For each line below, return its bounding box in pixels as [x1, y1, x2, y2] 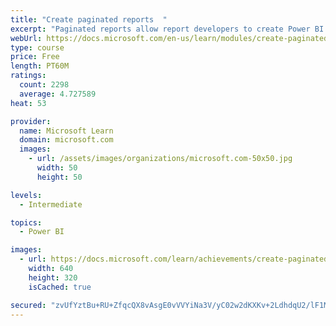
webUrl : [10, 33, 43, 43]
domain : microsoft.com [19, 135, 114, 145]
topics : [10, 217, 43, 228]
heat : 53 [10, 98, 47, 108]
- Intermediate [19, 199, 83, 210]
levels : [10, 190, 43, 200]
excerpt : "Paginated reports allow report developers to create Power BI [10, 24, 325, 34]
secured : [10, 300, 47, 310]
